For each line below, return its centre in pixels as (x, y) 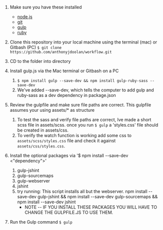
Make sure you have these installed (46, 7)
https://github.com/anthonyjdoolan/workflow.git (61, 52)
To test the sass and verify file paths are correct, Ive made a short (84, 120)
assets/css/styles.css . (41, 146)
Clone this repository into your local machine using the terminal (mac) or (83, 42)
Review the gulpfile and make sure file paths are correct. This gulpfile (81, 105)
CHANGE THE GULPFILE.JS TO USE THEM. (69, 212)
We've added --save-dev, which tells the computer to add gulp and (85, 90)
